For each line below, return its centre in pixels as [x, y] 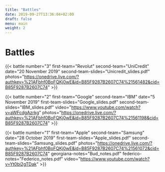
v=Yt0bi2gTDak [21, 164]
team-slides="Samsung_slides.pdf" [41, 143]
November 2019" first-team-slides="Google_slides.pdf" [62, 102]
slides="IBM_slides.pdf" [30, 107]
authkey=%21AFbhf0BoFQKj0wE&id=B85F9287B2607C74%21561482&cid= [82, 82]
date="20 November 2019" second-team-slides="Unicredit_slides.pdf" [78, 72]
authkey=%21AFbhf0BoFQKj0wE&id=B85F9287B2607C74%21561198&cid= [82, 118]
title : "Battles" [23, 10]
